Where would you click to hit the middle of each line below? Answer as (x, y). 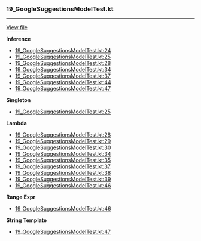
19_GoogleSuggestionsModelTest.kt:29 (63, 141)
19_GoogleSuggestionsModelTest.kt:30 (63, 147)
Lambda (16, 123)
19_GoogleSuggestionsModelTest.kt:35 (63, 160)
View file (17, 27)
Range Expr (21, 197)
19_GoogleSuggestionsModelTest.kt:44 (63, 82)
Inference (19, 39)
